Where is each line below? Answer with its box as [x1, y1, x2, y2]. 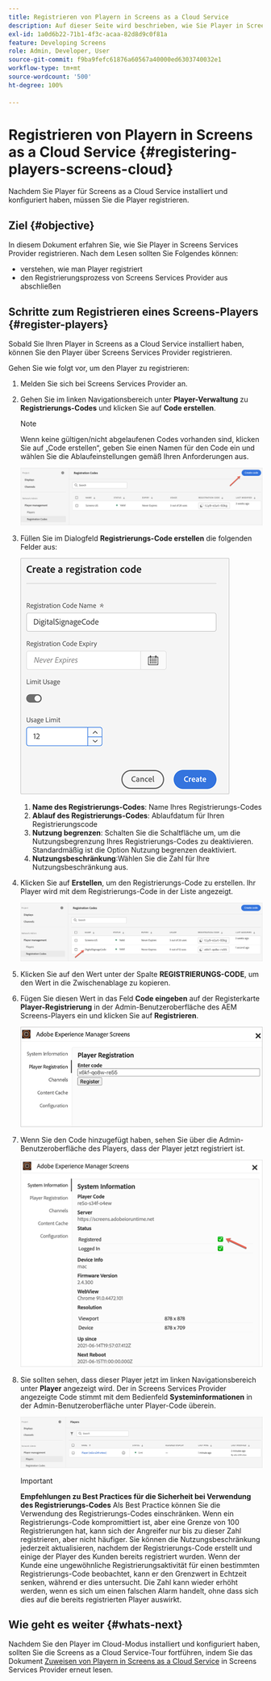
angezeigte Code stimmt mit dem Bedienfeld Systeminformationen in [19, 1392, 252, 1401]
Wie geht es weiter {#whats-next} [8, 1617, 183, 1632]
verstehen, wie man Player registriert [19, 264, 143, 274]
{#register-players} [8, 318, 109, 331]
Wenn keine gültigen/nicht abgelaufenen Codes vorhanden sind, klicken [19, 435, 260, 444]
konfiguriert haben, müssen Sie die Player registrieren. [8, 195, 190, 205]
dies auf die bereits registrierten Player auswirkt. [19, 1595, 182, 1604]
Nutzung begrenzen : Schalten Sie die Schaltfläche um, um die [31, 828, 240, 837]
